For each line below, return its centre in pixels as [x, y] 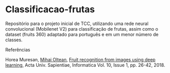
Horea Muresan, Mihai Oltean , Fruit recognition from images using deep [80, 59]
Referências [18, 50]
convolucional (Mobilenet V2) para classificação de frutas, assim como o [82, 29]
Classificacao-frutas [50, 9]
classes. [14, 40]
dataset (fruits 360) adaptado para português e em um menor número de [82, 34]
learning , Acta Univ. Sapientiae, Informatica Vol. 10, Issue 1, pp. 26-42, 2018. [85, 65]
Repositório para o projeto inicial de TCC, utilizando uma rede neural [77, 23]
